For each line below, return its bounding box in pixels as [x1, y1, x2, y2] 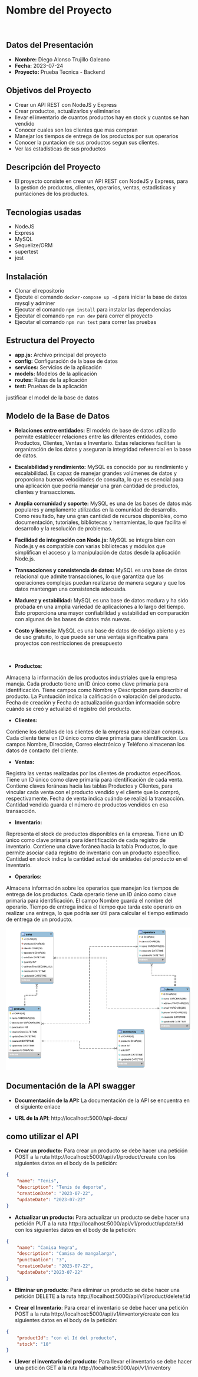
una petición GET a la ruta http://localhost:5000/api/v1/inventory [14, 1364, 171, 1372]
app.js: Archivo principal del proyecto [14, 351, 107, 358]
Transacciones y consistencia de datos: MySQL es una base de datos [14, 566, 187, 573]
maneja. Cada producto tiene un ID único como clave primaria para [6, 680, 169, 687]
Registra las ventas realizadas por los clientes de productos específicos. [6, 769, 181, 776]
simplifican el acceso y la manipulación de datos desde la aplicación [14, 549, 181, 556]
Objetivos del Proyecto [6, 86, 91, 96]
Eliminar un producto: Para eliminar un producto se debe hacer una [14, 1286, 180, 1293]
